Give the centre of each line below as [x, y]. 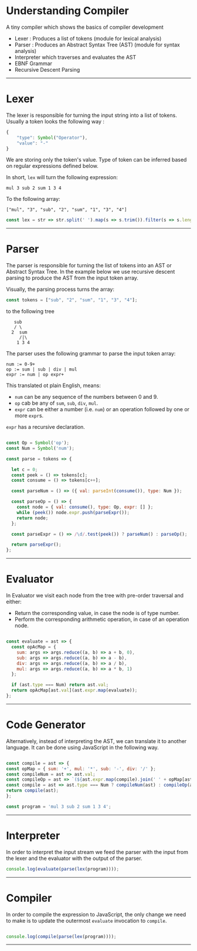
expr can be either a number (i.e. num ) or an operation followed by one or [102, 409]
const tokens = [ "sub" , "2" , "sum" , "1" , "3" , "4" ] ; [72, 300]
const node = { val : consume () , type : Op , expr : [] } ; [85, 507]
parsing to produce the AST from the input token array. [72, 278]
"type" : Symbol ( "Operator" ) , [52, 137]
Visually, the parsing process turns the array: [60, 290]
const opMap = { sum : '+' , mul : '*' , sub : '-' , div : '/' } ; [81, 769]
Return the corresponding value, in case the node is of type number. [97, 613]
